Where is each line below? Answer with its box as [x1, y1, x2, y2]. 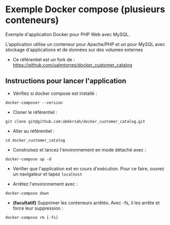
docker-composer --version [5, 100, 63, 105]
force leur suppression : [12, 205, 63, 211]
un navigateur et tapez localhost [12, 171, 82, 177]
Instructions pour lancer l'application [5, 77, 126, 85]
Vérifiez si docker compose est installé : [12, 90, 97, 96]
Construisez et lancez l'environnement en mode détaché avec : [12, 146, 146, 153]
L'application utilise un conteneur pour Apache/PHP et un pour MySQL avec [5, 41, 165, 47]
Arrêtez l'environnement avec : [12, 181, 78, 187]
